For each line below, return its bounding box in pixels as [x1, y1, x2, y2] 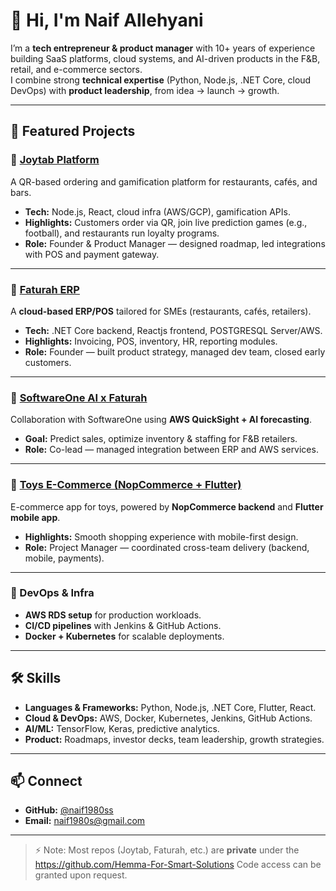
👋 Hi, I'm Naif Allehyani [10, 9, 204, 32]
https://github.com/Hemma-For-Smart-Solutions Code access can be [34, 859, 322, 871]
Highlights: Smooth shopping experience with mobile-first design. [24, 530, 299, 543]
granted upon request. [34, 869, 128, 881]
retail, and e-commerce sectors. [10, 63, 143, 75]
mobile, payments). [24, 552, 105, 564]
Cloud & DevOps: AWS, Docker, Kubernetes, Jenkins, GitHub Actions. [24, 712, 313, 724]
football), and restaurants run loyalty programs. [24, 227, 220, 239]
